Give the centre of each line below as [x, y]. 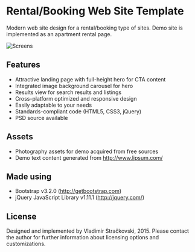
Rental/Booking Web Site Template [95, 11]
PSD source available [41, 118]
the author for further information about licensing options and [83, 238]
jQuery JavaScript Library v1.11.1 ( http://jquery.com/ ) [80, 198]
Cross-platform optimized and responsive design [76, 98]
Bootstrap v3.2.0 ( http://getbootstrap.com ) [68, 191]
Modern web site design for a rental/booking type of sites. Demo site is [94, 28]
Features [23, 65]
